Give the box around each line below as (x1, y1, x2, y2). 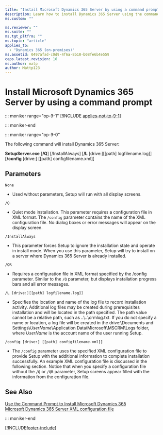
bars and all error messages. (12, 281, 69, 287)
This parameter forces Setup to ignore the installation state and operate (12, 243, 155, 248)
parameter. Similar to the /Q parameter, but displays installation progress (12, 276, 157, 282)
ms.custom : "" (5, 16, 34, 21)
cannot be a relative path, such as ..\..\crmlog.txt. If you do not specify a (12, 314, 157, 320)
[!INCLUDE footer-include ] (5, 425, 57, 431)
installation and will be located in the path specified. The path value (12, 309, 147, 315)
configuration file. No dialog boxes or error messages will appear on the (12, 219, 156, 225)
